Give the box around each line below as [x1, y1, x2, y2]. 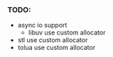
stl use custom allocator [17, 36, 88, 44]
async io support [17, 21, 68, 30]
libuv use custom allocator [28, 28, 106, 37]
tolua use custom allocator [17, 44, 96, 52]
